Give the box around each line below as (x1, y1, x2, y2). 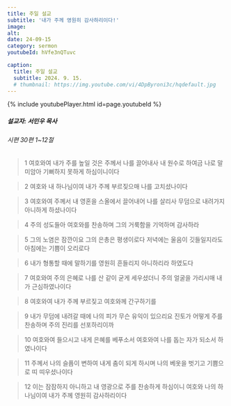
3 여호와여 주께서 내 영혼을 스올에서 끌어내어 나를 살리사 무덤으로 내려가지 (24, 196, 225, 205)
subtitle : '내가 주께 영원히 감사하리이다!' (7, 17, 120, 24)
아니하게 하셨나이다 (24, 205, 77, 214)
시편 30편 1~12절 (7, 136, 54, 144)
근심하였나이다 (31, 282, 72, 290)
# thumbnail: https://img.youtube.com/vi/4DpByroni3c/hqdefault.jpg (13, 81, 216, 88)
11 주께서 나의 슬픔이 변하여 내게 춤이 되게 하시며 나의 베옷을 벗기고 (24, 359, 206, 367)
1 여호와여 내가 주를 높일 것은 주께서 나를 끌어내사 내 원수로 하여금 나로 (24, 158, 216, 167)
